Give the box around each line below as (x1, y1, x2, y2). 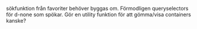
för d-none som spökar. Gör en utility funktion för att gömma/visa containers (6, 11, 191, 18)
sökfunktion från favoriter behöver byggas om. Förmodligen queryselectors (6, 5, 189, 12)
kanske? (6, 17, 26, 24)
